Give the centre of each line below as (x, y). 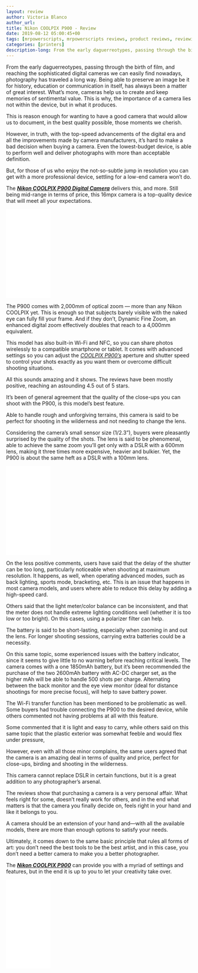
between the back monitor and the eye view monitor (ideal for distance (92, 685)
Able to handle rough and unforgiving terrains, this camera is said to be (92, 415)
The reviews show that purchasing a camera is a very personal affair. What (97, 793)
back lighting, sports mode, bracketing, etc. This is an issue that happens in (98, 582)
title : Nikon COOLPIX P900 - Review (51, 28)
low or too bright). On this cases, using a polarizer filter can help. (85, 618)
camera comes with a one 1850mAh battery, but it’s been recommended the (98, 667)
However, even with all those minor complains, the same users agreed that (97, 751)
